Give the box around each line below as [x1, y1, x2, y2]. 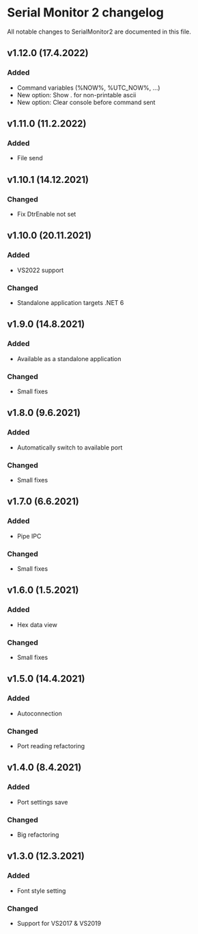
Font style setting [16, 886, 66, 895]
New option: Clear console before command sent [16, 98, 156, 106]
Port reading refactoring [16, 741, 85, 750]
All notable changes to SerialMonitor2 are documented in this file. [7, 27, 191, 36]
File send [16, 154, 43, 162]
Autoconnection [16, 709, 63, 717]
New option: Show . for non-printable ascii [16, 90, 137, 99]
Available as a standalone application [16, 354, 122, 362]
